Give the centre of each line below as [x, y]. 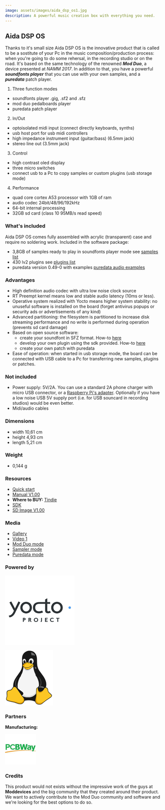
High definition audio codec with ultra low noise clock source [74, 291]
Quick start [23, 489]
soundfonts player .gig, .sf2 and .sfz [49, 98]
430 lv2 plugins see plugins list [44, 262]
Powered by [20, 567]
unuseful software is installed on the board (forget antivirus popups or [83, 306]
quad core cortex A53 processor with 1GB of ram [62, 197]
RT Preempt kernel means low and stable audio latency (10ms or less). [83, 296]
